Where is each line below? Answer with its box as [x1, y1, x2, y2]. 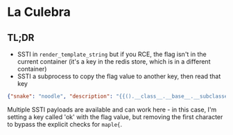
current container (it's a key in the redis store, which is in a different [17, 57, 211, 66]
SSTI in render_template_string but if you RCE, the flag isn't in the [17, 50, 207, 58]
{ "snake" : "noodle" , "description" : [7, 93, 113, 100]
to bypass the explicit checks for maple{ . [7, 120, 123, 128]
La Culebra [7, 4, 71, 20]
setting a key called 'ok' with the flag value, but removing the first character [7, 112, 223, 121]
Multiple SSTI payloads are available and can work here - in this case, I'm [7, 105, 217, 114]
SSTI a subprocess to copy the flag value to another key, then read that [17, 72, 221, 80]
